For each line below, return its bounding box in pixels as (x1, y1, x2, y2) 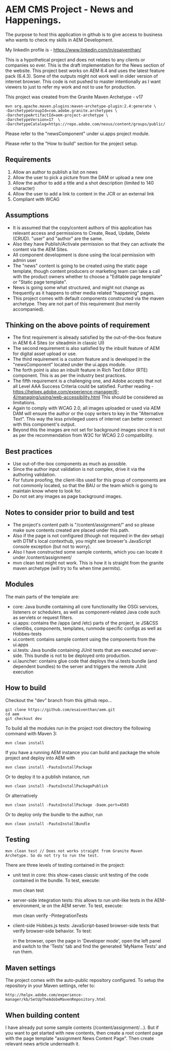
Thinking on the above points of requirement (5, 321, 150, 330)
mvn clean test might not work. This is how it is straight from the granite (12, 560, 164, 566)
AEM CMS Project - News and (5, 4, 134, 15)
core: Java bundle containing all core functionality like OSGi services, (12, 603, 159, 609)
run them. (12, 949, 33, 955)
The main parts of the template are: (5, 594, 80, 600)
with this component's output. (12, 421, 76, 428)
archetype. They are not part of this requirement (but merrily (12, 300, 140, 306)
